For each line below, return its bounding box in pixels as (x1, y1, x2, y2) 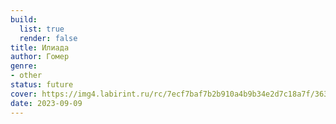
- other (10, 71, 43, 81)
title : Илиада (10, 42, 70, 53)
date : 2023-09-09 (10, 98, 83, 108)
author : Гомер (10, 52, 70, 62)
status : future (10, 80, 74, 90)
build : (10, 14, 38, 25)
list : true (19, 24, 65, 34)
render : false (19, 33, 78, 43)
